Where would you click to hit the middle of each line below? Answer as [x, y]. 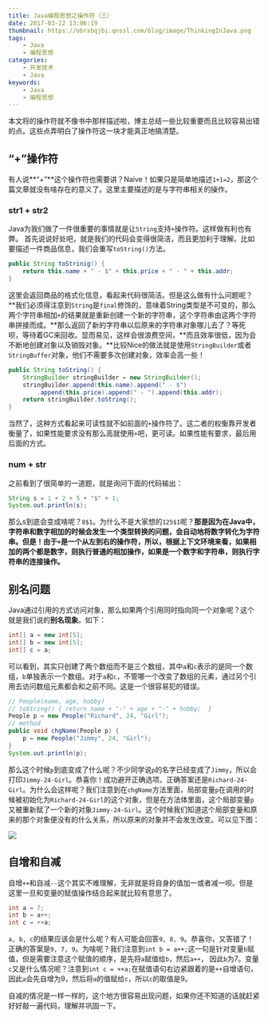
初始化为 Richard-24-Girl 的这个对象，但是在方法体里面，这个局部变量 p [138, 799]
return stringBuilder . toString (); [80, 400]
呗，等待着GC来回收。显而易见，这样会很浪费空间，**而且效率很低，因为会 [132, 335]
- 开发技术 [38, 68]
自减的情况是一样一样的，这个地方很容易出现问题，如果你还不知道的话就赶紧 [134, 996]
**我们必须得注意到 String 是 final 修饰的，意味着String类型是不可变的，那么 [132, 305]
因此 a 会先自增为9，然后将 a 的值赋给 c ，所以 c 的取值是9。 [100, 979]
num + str [27, 465]
